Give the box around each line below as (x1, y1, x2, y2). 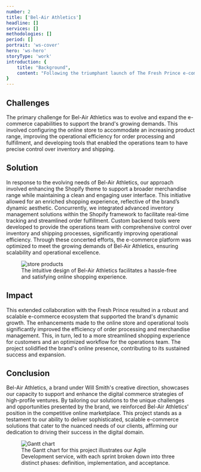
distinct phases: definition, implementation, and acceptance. (21, 459, 170, 467)
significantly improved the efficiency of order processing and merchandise (6, 325, 190, 332)
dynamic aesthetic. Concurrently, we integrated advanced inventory (6, 204, 174, 211)
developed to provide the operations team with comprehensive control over (6, 223, 193, 231)
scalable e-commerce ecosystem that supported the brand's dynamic (6, 313, 178, 320)
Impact (6, 291, 33, 301)
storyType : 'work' (6, 53, 52, 59)
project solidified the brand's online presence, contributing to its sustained (6, 344, 190, 352)
